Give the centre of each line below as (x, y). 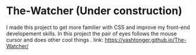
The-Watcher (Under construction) (94, 11)
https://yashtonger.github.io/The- (146, 40)
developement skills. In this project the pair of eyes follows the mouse (91, 33)
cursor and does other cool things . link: (55, 40)
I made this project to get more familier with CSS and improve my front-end (98, 27)
